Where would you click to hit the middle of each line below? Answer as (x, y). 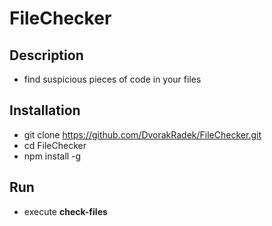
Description (46, 55)
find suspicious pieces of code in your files (112, 79)
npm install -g (52, 156)
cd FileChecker (55, 145)
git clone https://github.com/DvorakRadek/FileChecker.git (142, 134)
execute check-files (65, 211)
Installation (45, 110)
